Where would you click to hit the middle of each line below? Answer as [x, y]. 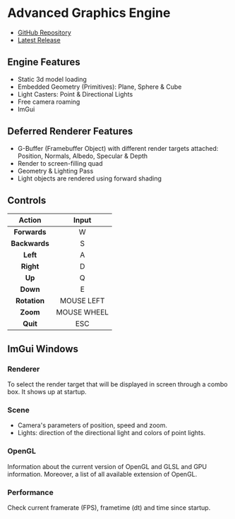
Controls [27, 200]
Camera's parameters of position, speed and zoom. [92, 425]
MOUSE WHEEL [83, 312]
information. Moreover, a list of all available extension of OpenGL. [102, 474]
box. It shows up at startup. [47, 392]
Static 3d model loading [52, 79]
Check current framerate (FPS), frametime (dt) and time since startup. [109, 507]
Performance [31, 492]
